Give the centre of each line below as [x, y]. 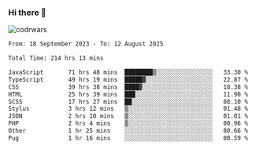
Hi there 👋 [28, 13]
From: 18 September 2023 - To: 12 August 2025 [86, 44]
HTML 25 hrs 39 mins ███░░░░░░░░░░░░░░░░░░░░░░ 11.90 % [128, 94]
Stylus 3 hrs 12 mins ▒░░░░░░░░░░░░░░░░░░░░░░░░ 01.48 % [128, 109]
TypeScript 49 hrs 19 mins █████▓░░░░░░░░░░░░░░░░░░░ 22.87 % [128, 79]
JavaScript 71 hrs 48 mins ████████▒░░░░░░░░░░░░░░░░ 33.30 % [128, 73]
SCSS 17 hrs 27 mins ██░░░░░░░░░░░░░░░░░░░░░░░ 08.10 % [128, 101]
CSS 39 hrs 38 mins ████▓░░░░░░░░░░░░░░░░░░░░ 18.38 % [128, 87]
